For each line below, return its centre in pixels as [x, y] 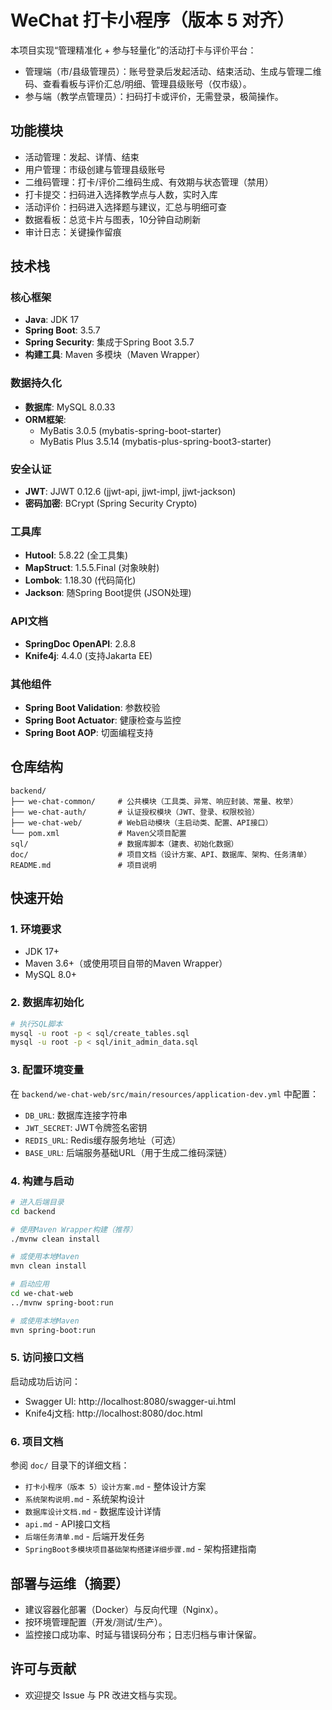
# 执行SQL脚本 [36, 1024]
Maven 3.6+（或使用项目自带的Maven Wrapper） [126, 963]
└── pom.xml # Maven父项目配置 [98, 833]
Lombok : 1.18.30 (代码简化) [80, 580]
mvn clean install [48, 1266]
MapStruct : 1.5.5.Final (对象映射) [92, 568]
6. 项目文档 [37, 1441]
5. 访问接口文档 [47, 1358]
